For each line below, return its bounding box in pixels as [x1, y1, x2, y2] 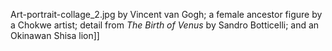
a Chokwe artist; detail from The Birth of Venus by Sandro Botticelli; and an [10, 19, 320, 31]
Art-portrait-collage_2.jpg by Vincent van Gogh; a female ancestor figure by [10, 9, 323, 20]
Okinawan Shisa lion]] [10, 30, 100, 41]
